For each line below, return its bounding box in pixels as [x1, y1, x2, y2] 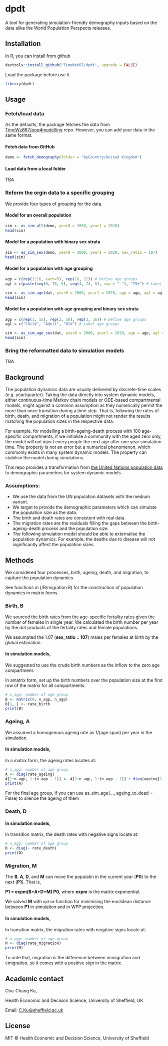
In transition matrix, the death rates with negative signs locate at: [5, 831, 138, 837]
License [5, 1021, 30, 1030]
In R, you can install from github [5, 53, 71, 59]
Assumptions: [5, 482, 40, 489]
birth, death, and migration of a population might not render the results [5, 413, 151, 419]
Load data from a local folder [5, 165, 66, 171]
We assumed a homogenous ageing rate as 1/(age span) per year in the [5, 729, 152, 735]
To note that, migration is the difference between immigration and [5, 955, 140, 961]
